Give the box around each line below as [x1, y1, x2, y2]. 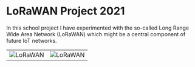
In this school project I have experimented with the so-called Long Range [6, 24, 190, 31]
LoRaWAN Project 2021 [6, 4, 125, 18]
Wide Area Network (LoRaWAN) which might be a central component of [6, 30, 186, 37]
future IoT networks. [6, 37, 57, 44]
